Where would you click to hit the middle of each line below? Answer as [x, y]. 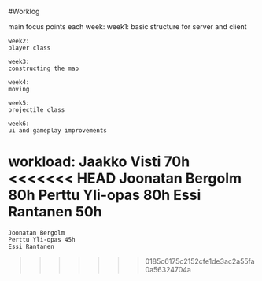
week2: [19, 41]
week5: [19, 103]
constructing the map [44, 68]
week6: [19, 124]
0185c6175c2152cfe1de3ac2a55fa [200, 261]
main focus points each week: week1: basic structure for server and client [127, 26]
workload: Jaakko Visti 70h [99, 162]
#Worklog [24, 11]
